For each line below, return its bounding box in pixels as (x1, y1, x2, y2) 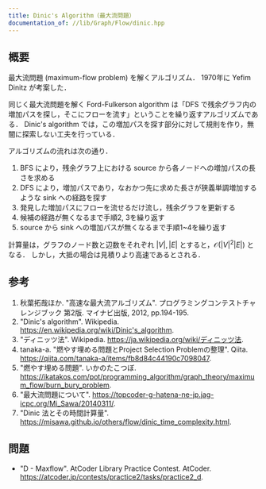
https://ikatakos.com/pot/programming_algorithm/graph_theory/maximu (19, 372, 256, 381)
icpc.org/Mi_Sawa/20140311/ (19, 399, 114, 408)
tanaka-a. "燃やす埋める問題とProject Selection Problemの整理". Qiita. (19, 345, 249, 354)
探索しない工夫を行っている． (21, 129, 120, 139)
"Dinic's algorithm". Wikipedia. (19, 317, 120, 326)
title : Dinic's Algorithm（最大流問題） (8, 11, 136, 20)
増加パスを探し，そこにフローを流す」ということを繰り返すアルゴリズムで (8, 110, 252, 119)
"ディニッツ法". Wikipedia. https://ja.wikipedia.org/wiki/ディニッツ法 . (19, 334, 244, 344)
